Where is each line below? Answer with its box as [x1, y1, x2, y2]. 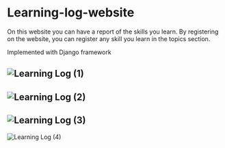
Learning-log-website [7, 5, 135, 21]
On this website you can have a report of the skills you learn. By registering [7, 27, 219, 36]
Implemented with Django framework [7, 48, 111, 56]
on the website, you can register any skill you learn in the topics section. [7, 34, 211, 42]
